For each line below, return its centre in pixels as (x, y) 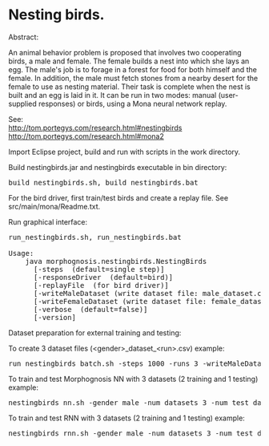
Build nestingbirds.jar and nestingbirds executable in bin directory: (118, 167)
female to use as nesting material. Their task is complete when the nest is (129, 87)
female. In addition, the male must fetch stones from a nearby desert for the (133, 78)
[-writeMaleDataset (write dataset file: (116, 293)
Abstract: (23, 37)
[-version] (54, 317)
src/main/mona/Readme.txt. (54, 206)
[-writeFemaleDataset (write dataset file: (120, 301)
